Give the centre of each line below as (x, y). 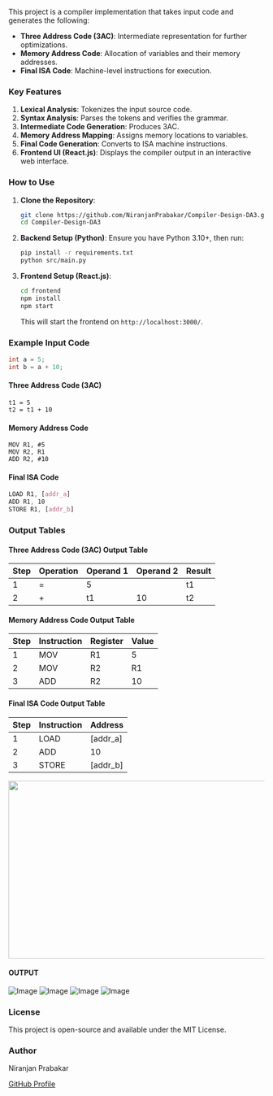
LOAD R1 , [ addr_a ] (39, 494)
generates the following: (49, 20)
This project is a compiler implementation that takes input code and (121, 12)
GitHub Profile (32, 1084)
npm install (40, 298)
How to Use (32, 182)
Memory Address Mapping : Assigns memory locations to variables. (134, 135)
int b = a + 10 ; (36, 367)
